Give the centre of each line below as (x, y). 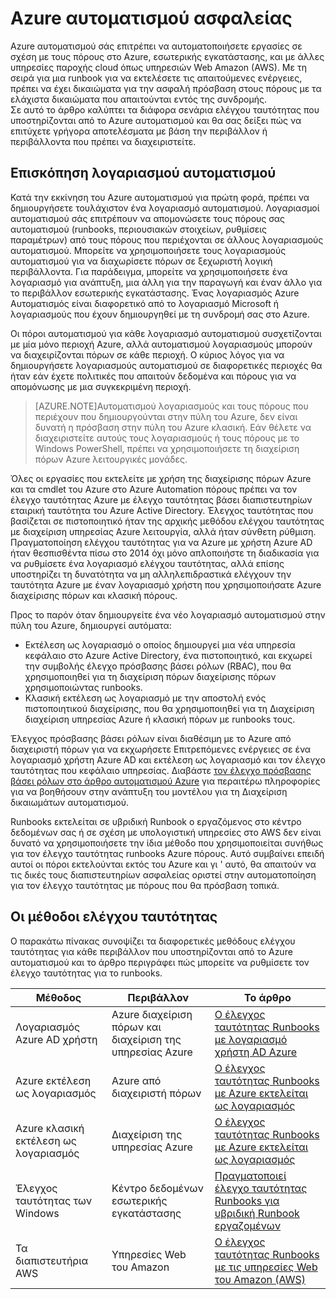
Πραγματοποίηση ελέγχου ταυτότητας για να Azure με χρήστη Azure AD (161, 542)
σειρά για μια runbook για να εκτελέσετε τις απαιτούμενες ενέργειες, (156, 78)
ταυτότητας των (54, 1200)
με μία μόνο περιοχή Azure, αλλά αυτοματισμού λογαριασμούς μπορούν (161, 344)
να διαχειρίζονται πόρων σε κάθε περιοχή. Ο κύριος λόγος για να (147, 354)
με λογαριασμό (251, 1039)
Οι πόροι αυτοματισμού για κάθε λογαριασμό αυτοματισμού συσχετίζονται (166, 333)
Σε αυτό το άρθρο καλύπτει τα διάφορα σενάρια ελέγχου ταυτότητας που (165, 109)
